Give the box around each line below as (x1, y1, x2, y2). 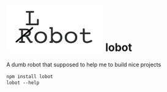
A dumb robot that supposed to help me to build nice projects (6, 61, 161, 68)
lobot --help (6, 79, 40, 86)
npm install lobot (6, 73, 53, 80)
